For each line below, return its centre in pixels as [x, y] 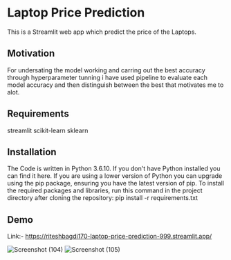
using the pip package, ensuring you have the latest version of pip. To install [116, 183]
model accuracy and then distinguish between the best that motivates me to [115, 85]
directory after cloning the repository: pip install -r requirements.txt [103, 198]
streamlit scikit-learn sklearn [48, 130]
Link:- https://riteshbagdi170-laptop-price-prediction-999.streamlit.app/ [110, 237]
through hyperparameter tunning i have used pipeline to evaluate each [108, 77]
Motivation [31, 53]
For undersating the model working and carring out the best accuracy [106, 70]
